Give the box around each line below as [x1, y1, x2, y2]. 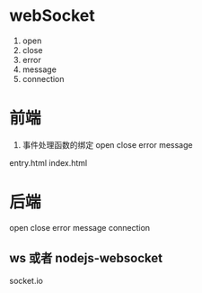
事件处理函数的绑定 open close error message [22, 139, 193, 150]
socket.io [9, 275, 43, 286]
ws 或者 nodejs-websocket [9, 251, 163, 266]
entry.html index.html [9, 157, 88, 168]
